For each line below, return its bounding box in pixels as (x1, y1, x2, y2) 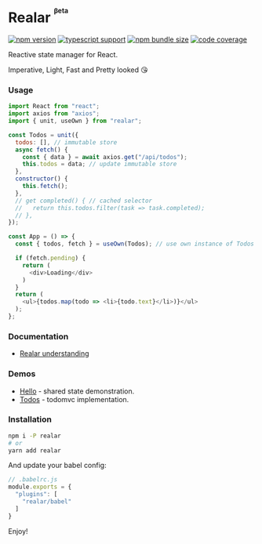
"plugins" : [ (15, 491, 58, 499)
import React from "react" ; (8, 103, 100, 111)
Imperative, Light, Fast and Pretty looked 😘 (8, 65, 148, 74)
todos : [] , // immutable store (15, 138, 118, 147)
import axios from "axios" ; (8, 110, 100, 118)
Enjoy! (8, 526, 29, 535)
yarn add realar (8, 446, 61, 455)
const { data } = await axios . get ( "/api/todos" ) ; (22, 153, 188, 161)
